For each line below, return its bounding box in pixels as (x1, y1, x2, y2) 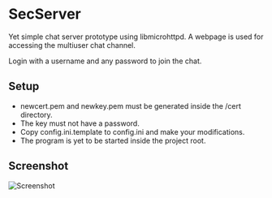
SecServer (8, 5, 81, 24)
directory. (19, 110, 53, 119)
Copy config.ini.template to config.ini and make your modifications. (19, 127, 245, 136)
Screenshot (8, 159, 69, 173)
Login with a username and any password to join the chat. (8, 56, 202, 66)
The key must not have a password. (19, 118, 140, 128)
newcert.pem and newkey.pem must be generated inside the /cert (19, 101, 242, 110)
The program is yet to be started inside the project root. (19, 136, 206, 145)
